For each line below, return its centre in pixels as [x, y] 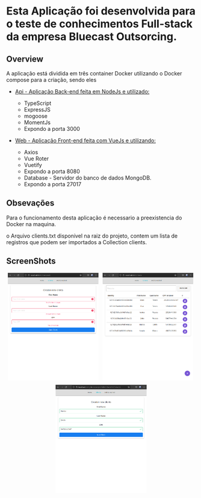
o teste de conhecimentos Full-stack [100, 24]
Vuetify [33, 165]
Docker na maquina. [31, 224]
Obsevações [30, 203]
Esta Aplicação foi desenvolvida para [101, 11]
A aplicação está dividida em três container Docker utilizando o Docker [94, 73]
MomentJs [37, 122]
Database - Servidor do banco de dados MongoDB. [88, 178]
